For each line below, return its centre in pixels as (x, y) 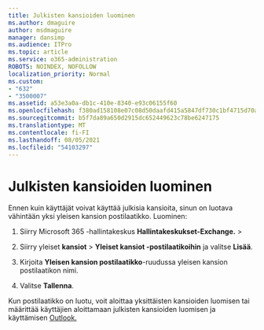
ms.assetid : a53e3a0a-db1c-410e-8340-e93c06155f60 (93, 103)
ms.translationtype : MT (47, 125)
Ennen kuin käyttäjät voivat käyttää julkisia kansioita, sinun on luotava (121, 208)
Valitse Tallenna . (47, 286)
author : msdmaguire (40, 30)
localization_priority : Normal (59, 74)
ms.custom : (26, 81)
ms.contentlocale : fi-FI (49, 132)
